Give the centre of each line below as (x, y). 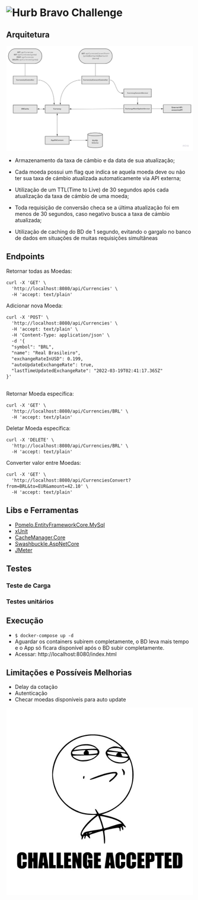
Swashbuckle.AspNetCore (47, 543)
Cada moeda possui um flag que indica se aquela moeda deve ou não (100, 172)
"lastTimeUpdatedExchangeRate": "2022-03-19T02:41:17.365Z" (87, 371)
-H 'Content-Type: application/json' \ (61, 335)
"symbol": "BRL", (33, 347)
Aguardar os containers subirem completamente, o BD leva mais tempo (102, 641)
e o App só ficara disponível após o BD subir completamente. (90, 647)
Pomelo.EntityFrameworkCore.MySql (60, 525)
